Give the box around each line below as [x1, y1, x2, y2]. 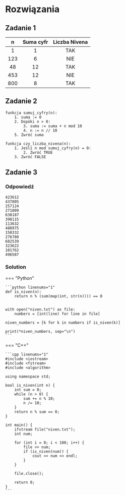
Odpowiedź [5, 183, 34, 190]
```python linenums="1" [5, 285, 55, 290]
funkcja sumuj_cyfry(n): [5, 110, 57, 115]
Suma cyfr [22, 39, 48, 45]
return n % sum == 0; [14, 409, 59, 414]
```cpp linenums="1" [5, 352, 49, 357]
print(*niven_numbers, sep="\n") [5, 329, 76, 334]
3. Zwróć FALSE [14, 154, 46, 159]
